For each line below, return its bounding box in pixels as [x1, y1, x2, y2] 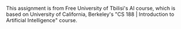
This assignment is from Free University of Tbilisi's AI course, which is [6, 5, 176, 11]
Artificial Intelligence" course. [6, 17, 78, 23]
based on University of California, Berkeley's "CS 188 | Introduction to [6, 11, 175, 18]
